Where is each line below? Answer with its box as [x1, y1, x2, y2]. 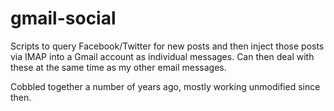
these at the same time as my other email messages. [10, 61, 227, 73]
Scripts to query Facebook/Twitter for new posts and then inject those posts [10, 40, 325, 52]
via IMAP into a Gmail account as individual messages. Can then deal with [10, 50, 315, 62]
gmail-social [10, 7, 117, 30]
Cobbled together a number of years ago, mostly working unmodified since [10, 80, 321, 92]
